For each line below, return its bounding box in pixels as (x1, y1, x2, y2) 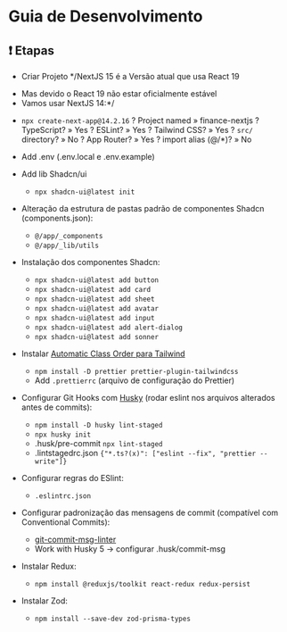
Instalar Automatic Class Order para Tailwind (20, 348, 185, 359)
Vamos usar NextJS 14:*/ (20, 98, 115, 108)
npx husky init (34, 430, 91, 439)
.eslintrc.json (34, 492, 91, 501)
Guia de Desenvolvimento (8, 6, 203, 27)
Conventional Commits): (20, 517, 111, 528)
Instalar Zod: (20, 595, 68, 606)
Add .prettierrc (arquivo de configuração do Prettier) (34, 375, 235, 386)
